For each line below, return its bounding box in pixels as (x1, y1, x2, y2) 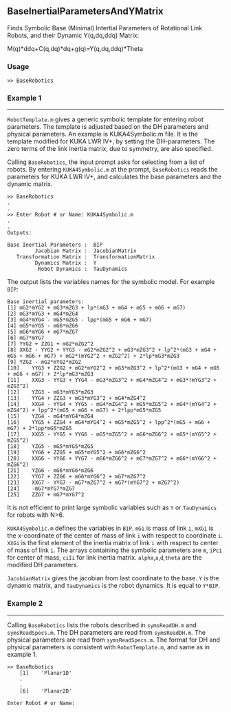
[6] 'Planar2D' (19, 687, 72, 695)
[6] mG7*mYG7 (7, 334, 45, 342)
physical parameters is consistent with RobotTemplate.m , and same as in (7, 642, 210, 651)
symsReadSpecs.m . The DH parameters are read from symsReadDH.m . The (7, 628, 206, 636)
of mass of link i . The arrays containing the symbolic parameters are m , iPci (7, 546, 222, 554)
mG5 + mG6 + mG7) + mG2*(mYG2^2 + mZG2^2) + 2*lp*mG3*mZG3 (7, 353, 180, 360)
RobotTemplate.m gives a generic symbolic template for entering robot (7, 115, 204, 123)
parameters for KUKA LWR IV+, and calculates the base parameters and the (7, 172, 222, 181)
